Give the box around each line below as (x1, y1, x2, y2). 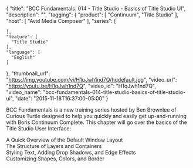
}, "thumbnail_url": (6, 70, 50, 77)
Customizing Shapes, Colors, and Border (6, 155, 104, 162)
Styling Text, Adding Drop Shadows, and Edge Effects (6, 149, 136, 156)
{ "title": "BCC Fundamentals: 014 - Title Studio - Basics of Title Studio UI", (6, 5, 186, 12)
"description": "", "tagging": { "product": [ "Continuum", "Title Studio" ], (6, 11, 179, 18)
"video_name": (6, 89, 42, 96)
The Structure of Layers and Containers (6, 143, 102, 149)
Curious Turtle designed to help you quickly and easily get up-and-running (6, 113, 187, 119)
